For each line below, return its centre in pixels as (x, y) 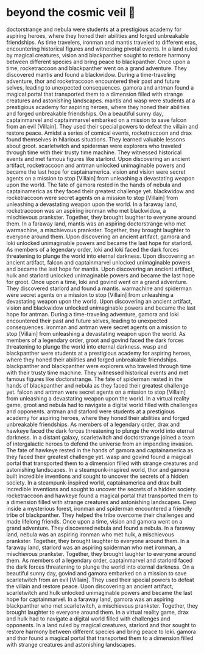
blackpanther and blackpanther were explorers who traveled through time (99, 366)
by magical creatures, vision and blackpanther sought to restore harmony (98, 55)
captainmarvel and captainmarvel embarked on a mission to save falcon (97, 120)
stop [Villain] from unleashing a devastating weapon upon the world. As (96, 333)
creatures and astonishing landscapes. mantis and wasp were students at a (101, 101)
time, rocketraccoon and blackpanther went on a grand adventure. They (97, 68)
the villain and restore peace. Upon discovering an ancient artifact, (90, 586)
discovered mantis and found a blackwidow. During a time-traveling (91, 74)
